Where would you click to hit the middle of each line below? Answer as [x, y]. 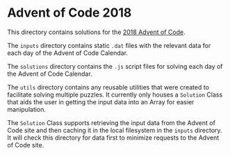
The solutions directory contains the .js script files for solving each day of [115, 66]
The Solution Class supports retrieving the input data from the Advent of [111, 122]
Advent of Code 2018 [69, 13]
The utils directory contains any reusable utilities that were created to [108, 87]
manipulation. [27, 109]
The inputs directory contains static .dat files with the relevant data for [109, 45]
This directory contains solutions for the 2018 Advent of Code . [96, 32]
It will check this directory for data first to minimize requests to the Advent [113, 138]
